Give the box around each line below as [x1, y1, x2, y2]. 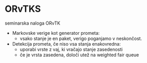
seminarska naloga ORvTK [5, 20, 61, 26]
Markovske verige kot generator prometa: [12, 30, 100, 36]
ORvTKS [5, 3, 41, 15]
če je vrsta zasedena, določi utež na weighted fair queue [19, 52, 139, 58]
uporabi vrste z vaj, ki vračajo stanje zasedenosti [19, 46, 123, 52]
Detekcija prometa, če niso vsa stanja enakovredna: [12, 40, 121, 47]
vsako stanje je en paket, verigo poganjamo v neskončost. [19, 35, 142, 41]
